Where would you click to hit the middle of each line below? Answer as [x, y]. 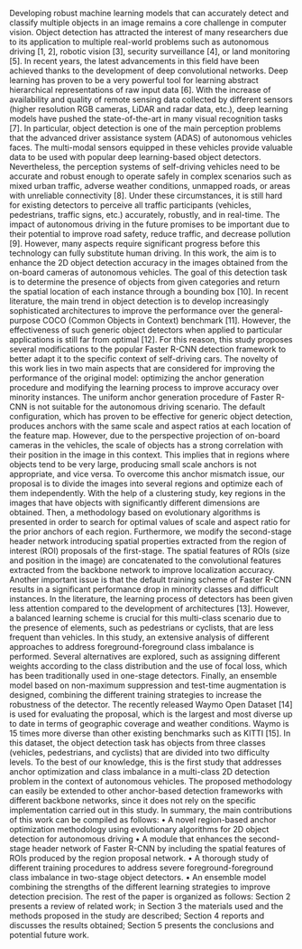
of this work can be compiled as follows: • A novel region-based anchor [143, 820]
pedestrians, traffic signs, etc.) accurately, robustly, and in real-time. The [145, 215]
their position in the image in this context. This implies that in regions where [150, 455]
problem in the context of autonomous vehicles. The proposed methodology [151, 781]
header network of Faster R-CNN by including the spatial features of [159, 848]
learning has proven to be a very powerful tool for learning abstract [134, 80]
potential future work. [50, 935]
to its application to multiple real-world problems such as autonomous [139, 42]
